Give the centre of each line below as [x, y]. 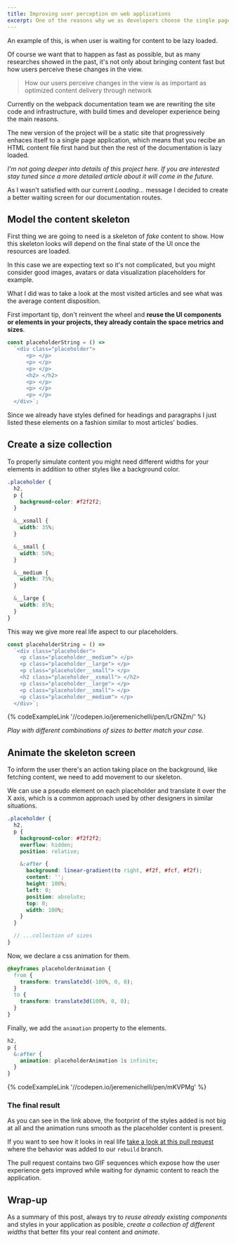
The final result [34, 1106]
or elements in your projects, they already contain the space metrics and [116, 322]
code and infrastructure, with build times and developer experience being [113, 111]
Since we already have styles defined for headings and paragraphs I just [112, 415]
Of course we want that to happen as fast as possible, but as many [104, 54]
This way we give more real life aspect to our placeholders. [93, 631]
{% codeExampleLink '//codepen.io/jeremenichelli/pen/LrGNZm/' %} [107, 717]
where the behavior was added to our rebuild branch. [85, 1149]
